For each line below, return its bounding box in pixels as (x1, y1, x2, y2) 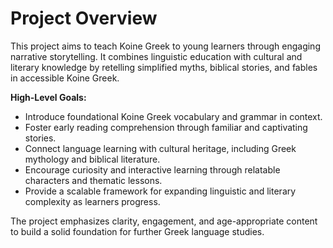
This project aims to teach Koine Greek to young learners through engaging (10, 40, 321, 52)
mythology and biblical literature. (24, 153, 161, 165)
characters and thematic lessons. (24, 174, 163, 186)
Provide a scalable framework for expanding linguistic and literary (24, 185, 297, 197)
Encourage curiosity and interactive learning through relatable (24, 163, 281, 176)
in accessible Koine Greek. (10, 72, 120, 84)
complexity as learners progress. (24, 195, 161, 207)
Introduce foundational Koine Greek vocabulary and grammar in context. (24, 110, 323, 122)
